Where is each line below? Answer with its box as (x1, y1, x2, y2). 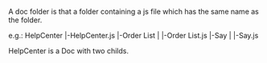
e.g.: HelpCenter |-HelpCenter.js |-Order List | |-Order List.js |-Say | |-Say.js (8, 31, 259, 40)
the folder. (8, 15, 43, 25)
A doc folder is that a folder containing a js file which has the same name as (8, 7, 259, 16)
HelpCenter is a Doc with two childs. (8, 46, 129, 55)
